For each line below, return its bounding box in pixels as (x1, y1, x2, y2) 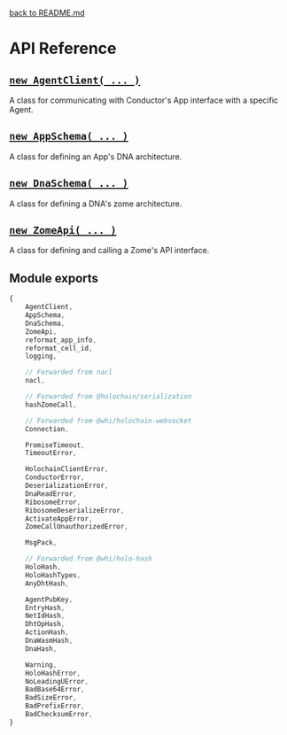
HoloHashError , (25, 669, 81, 677)
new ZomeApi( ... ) (9, 224, 117, 237)
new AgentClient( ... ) (9, 73, 141, 87)
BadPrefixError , (25, 701, 86, 711)
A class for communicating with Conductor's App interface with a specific (9, 95, 279, 105)
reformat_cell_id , (25, 344, 93, 352)
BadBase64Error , (25, 685, 86, 694)
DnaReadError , (25, 489, 77, 499)
